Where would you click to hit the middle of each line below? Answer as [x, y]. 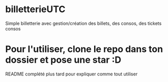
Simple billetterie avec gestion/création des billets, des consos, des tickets [83, 23]
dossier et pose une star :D [63, 60]
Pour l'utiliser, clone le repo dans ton [84, 49]
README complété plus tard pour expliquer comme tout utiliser [72, 74]
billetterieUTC [35, 9]
